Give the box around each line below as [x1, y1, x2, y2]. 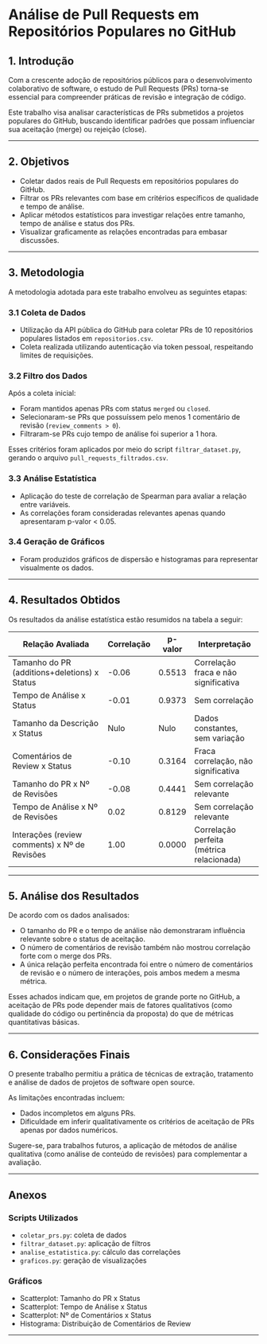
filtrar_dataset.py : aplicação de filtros [19, 1238, 151, 1248]
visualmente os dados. [19, 563, 94, 572]
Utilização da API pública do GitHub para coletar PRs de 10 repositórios [19, 325, 253, 334]
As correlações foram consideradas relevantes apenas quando [19, 508, 226, 518]
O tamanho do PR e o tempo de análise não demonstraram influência [19, 926, 246, 936]
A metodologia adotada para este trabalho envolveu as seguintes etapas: [8, 287, 248, 296]
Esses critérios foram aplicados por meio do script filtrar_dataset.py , [8, 444, 242, 455]
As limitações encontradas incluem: [8, 1093, 126, 1103]
